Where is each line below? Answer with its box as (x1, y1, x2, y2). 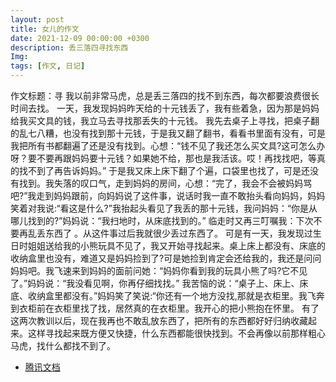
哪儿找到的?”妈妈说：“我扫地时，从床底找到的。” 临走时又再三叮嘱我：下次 (10, 215, 314, 226)
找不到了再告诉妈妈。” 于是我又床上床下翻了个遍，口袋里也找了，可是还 (18, 165, 311, 176)
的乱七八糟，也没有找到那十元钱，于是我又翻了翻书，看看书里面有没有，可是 (10, 127, 326, 139)
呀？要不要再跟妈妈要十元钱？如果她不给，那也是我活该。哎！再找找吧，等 (10, 152, 317, 164)
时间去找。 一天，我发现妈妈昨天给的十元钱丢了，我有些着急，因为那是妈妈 (10, 102, 320, 114)
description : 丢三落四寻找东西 (10, 42, 129, 53)
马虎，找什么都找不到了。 (10, 340, 116, 351)
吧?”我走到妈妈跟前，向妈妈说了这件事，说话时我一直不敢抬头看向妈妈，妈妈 (10, 190, 326, 201)
